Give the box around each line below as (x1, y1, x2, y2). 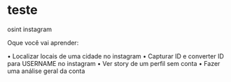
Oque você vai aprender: (7, 38, 79, 47)
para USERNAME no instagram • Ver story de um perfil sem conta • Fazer (7, 59, 220, 67)
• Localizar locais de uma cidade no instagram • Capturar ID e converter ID (7, 51, 224, 60)
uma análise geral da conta (7, 67, 85, 75)
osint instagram (7, 25, 52, 33)
